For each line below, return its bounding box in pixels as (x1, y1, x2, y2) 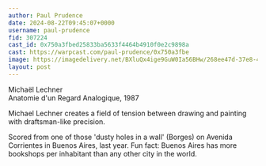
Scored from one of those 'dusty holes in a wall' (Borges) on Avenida (8, 132, 234, 141)
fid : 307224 (8, 33, 47, 42)
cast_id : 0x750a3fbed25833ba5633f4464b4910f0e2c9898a (8, 41, 190, 49)
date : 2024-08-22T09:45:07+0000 (8, 19, 115, 27)
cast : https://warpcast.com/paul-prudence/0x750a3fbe (8, 48, 190, 56)
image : (8, 56, 30, 64)
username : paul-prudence (8, 26, 90, 34)
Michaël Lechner (8, 85, 63, 94)
